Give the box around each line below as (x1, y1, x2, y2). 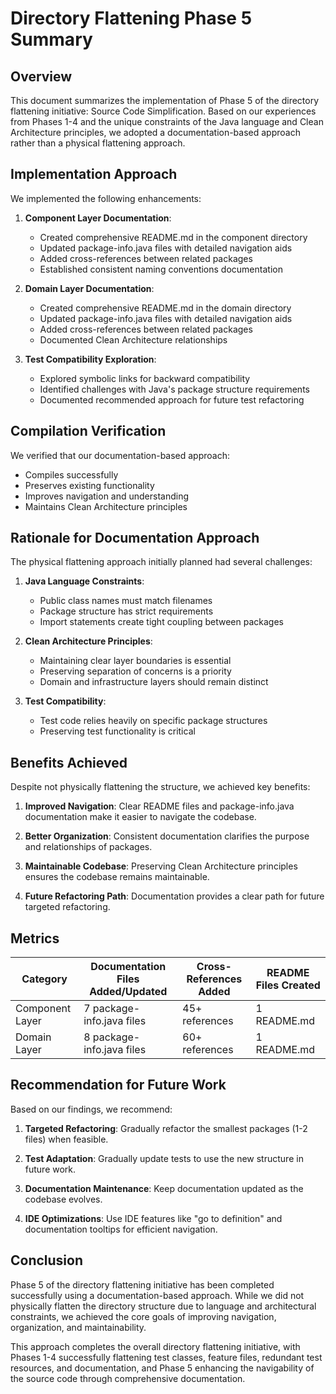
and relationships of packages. (24, 841, 153, 853)
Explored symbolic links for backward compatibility (39, 372, 251, 384)
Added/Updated (89, 985, 168, 999)
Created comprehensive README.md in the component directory (39, 231, 308, 243)
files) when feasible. (24, 1133, 109, 1145)
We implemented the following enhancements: (10, 192, 202, 204)
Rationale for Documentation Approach (10, 530, 260, 547)
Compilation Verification (10, 423, 167, 440)
